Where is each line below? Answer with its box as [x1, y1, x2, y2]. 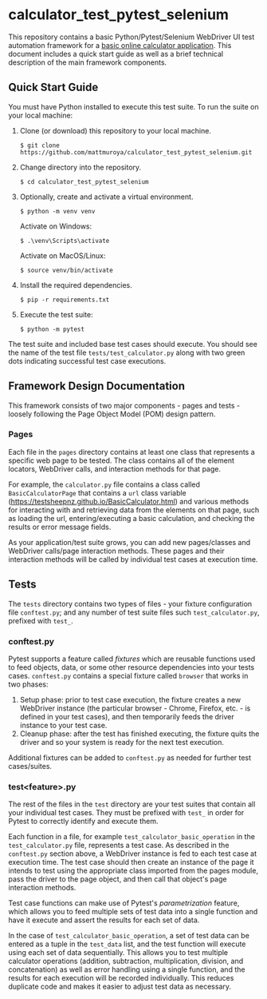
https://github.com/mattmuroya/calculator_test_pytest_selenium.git [19, 148, 253, 157]
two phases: [8, 679, 49, 689]
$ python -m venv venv [19, 207, 96, 215]
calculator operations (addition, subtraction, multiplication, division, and [8, 957, 244, 966]
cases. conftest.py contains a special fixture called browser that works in [8, 671, 249, 680]
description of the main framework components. [8, 58, 167, 67]
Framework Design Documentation [8, 380, 186, 393]
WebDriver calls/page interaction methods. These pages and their [8, 546, 225, 555]
